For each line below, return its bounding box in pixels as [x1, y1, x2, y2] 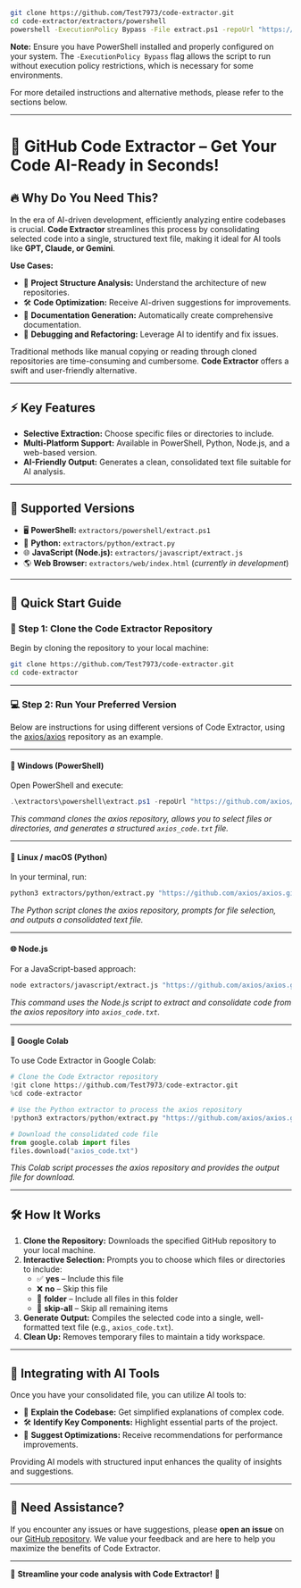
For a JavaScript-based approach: [10, 964, 137, 974]
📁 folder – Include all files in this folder [36, 1293, 179, 1304]
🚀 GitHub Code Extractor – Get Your [10, 136, 277, 156]
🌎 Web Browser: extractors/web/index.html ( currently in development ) [22, 558, 289, 569]
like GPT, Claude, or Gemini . [10, 242, 115, 254]
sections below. [10, 96, 68, 107]
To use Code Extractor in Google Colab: [10, 1055, 156, 1066]
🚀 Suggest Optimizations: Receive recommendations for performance [22, 1430, 284, 1441]
